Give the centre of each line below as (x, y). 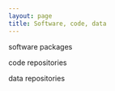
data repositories (37, 78)
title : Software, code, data (57, 24)
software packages (40, 46)
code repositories (38, 63)
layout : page (30, 16)
